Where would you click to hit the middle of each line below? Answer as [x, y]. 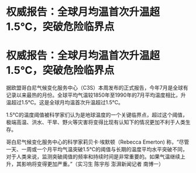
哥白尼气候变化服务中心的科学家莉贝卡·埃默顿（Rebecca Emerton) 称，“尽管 [98, 142]
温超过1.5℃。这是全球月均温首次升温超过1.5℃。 [65, 103]
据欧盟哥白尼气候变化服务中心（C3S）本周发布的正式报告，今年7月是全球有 [97, 88]
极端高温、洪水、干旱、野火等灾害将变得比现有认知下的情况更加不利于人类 [96, 122]
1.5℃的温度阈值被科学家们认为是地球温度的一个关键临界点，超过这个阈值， [97, 115]
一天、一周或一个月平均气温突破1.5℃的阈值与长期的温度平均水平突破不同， [97, 150]
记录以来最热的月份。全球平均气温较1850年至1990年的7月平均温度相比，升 [96, 95]
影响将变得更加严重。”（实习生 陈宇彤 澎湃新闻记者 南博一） [92, 164]
